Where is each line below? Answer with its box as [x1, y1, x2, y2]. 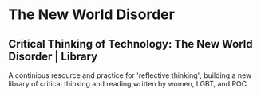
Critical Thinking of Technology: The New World [8, 37, 253, 51]
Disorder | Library [8, 49, 98, 63]
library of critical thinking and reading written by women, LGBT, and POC [8, 79, 247, 88]
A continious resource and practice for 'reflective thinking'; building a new [8, 71, 252, 80]
